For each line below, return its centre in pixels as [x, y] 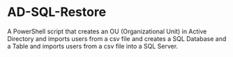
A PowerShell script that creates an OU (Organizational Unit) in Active [107, 31]
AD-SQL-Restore [57, 12]
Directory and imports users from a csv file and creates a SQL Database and [117, 38]
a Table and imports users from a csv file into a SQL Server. [93, 46]
